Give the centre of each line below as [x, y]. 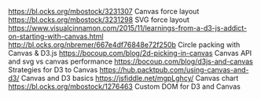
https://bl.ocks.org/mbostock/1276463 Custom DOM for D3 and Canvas [125, 86]
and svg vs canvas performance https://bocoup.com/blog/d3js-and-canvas [130, 61]
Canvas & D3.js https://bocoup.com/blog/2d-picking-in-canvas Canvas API [130, 53]
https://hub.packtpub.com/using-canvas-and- [174, 70]
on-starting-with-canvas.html [56, 36]
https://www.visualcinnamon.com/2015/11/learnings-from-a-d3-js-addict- [128, 28]
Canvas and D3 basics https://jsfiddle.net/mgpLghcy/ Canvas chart [130, 78]
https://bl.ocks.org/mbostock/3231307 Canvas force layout [104, 11]
